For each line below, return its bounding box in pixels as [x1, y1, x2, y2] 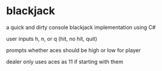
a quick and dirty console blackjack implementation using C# [6, 24, 156, 31]
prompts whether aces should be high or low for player [6, 46, 141, 54]
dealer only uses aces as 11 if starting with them [6, 58, 124, 65]
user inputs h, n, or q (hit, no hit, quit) [6, 35, 98, 42]
